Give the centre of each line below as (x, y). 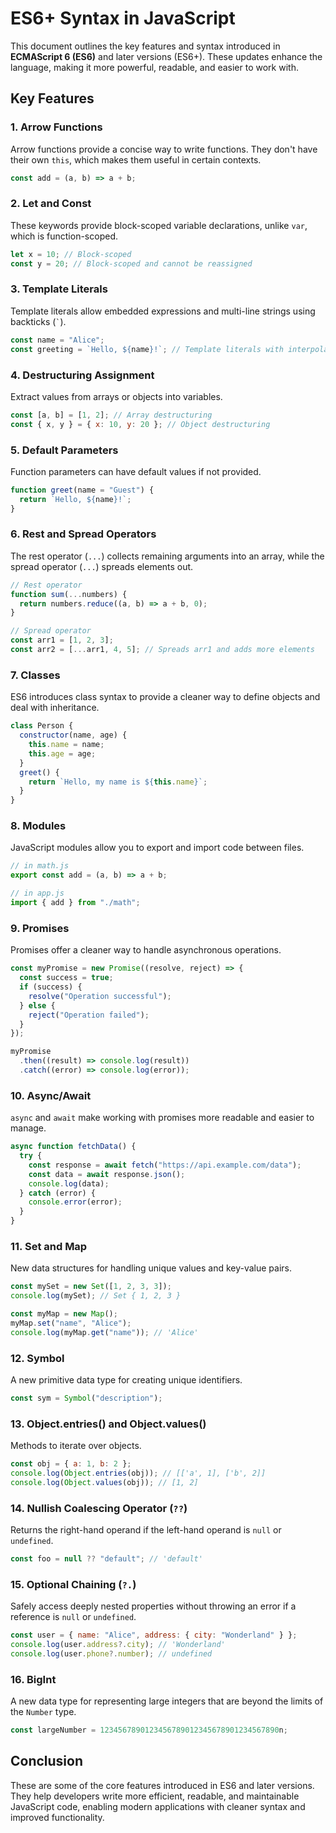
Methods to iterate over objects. (76, 1446)
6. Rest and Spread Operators (83, 534)
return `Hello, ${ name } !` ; (75, 499)
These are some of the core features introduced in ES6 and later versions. (162, 1785)
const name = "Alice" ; (57, 340)
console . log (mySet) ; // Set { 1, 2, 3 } (96, 1296)
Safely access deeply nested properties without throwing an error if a (153, 1606)
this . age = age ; (62, 753)
